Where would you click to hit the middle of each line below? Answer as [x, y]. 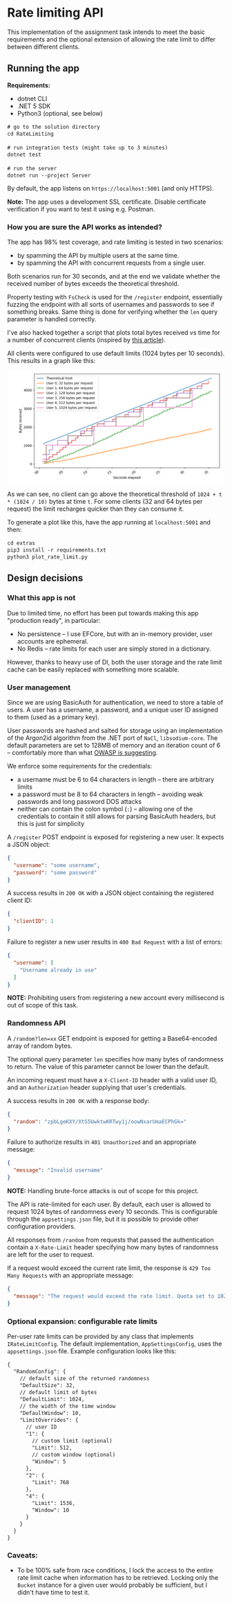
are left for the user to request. [51, 1254]
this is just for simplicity [51, 823]
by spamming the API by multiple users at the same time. [98, 256]
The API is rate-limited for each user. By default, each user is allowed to [109, 1204]
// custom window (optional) [74, 1454]
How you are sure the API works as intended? [85, 227]
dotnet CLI [32, 98]
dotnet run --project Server [49, 175]
